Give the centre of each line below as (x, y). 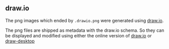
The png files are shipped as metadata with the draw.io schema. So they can (85, 30)
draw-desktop (20, 41)
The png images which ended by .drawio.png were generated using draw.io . (84, 20)
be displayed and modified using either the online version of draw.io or (79, 35)
